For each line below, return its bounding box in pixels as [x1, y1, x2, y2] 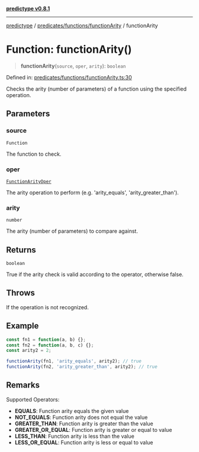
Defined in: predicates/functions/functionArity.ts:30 [6, 73, 132, 81]
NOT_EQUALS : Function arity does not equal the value [14, 413, 148, 421]
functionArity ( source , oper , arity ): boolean [20, 62, 126, 69]
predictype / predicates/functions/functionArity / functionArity [6, 22, 158, 29]
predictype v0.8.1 [6, 5, 50, 12]
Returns [6, 245, 37, 255]
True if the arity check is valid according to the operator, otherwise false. [6, 271, 184, 278]
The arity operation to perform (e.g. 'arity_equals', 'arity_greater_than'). [6, 189, 179, 196]
